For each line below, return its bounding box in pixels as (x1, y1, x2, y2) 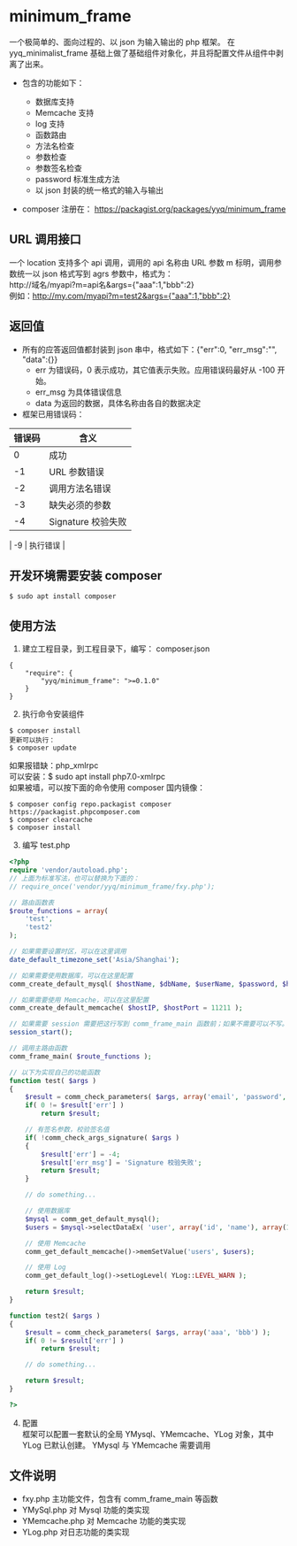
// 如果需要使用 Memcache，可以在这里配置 (9, 996, 149, 1004)
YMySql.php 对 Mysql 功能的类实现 (21, 1504, 150, 1515)
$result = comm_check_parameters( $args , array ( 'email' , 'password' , (25, 1093, 287, 1102)
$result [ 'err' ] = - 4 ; (41, 1150, 121, 1158)
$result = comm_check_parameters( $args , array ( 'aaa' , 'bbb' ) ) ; (25, 1327, 271, 1337)
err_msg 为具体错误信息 (34, 387, 122, 397)
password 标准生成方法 (34, 173, 121, 184)
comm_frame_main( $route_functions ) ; (9, 1051, 152, 1061)
